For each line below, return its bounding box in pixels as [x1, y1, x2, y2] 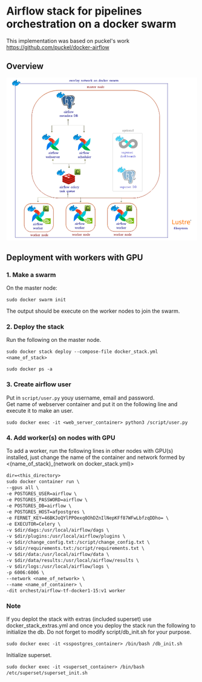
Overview [6, 61, 44, 72]
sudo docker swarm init [6, 297, 67, 303]
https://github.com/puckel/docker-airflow [6, 44, 110, 51]
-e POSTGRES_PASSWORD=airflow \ [6, 497, 88, 503]
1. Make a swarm [6, 270, 56, 279]
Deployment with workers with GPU [6, 252, 143, 262]
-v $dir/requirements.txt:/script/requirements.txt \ [6, 546, 145, 552]
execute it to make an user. [6, 407, 74, 414]
